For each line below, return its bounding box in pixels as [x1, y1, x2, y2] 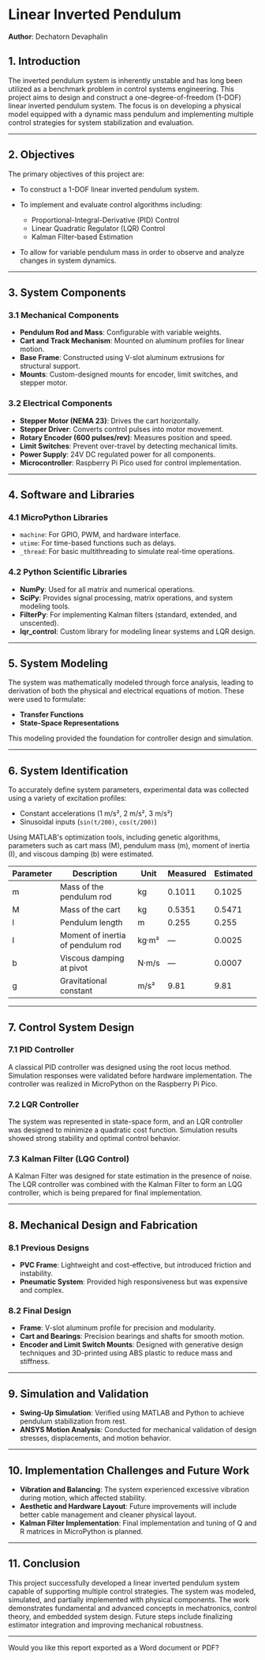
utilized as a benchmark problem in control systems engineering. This [8, 84, 235, 93]
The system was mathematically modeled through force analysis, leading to [8, 678, 254, 688]
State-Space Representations [19, 718, 120, 728]
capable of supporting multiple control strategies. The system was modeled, [8, 1586, 256, 1596]
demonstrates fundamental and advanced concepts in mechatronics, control [8, 1603, 257, 1613]
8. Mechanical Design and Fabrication [8, 1218, 199, 1232]
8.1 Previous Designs [8, 1242, 89, 1253]
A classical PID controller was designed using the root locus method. [8, 1062, 232, 1071]
